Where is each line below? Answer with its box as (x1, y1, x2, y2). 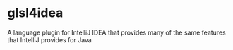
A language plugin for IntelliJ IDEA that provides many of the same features (7, 28, 226, 37)
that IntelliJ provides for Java (7, 35, 92, 44)
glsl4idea (7, 5, 64, 21)
